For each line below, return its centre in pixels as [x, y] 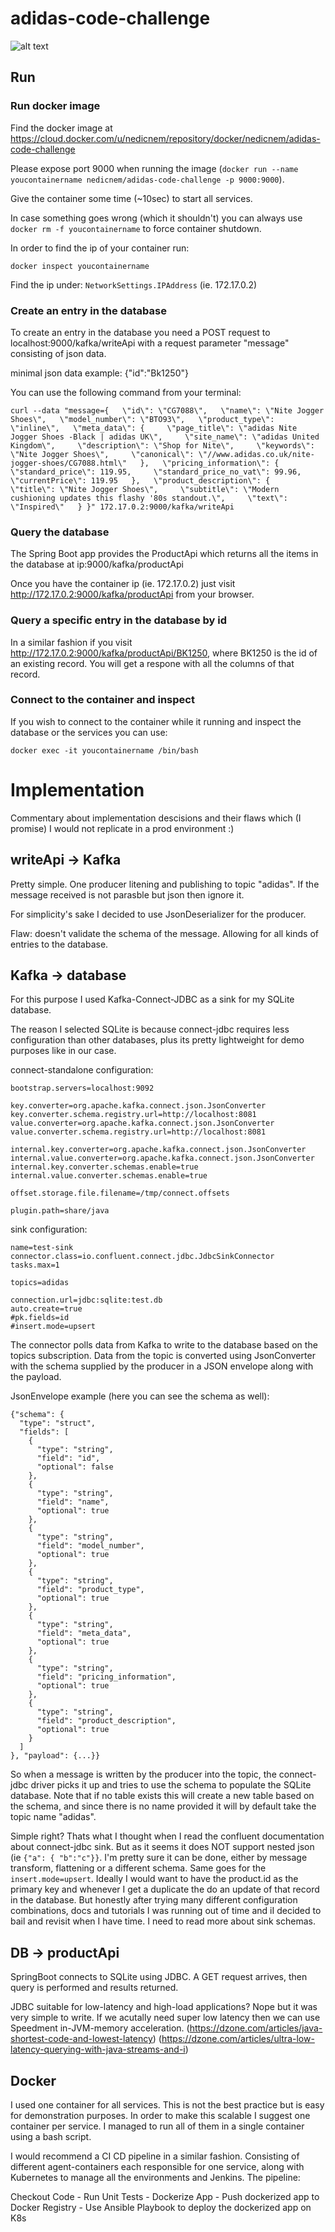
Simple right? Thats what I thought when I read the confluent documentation [167, 1836]
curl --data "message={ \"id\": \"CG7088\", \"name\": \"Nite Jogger [167, 410]
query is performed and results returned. [94, 1988]
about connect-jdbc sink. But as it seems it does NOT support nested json [162, 1847]
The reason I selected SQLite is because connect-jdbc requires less [150, 1029]
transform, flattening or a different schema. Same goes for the [138, 1868]
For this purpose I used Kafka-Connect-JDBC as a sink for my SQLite [152, 999]
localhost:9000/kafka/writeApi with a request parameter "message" [150, 343]
